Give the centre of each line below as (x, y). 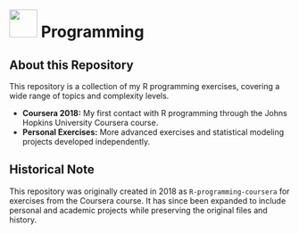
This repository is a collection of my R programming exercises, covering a (145, 86)
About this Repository (71, 65)
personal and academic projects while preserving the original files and (138, 210)
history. (23, 220)
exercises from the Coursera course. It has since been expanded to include (148, 200)
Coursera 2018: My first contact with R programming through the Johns (154, 113)
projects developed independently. (86, 142)
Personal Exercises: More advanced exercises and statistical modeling (153, 132)
